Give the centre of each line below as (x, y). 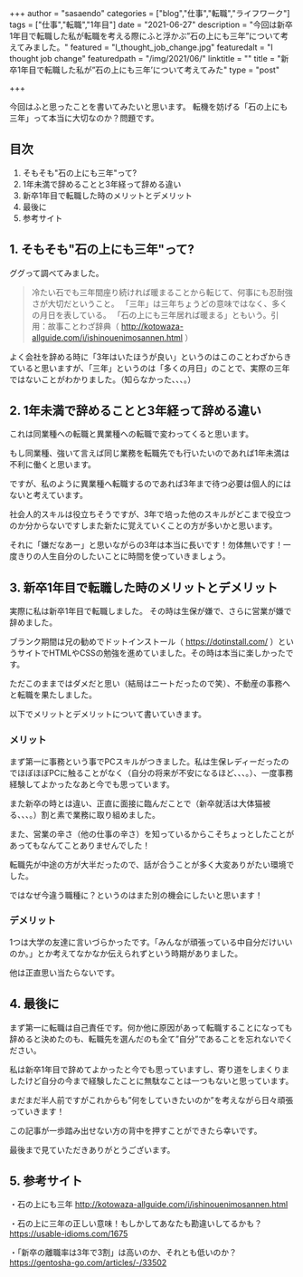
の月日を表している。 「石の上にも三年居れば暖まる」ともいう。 (151, 314)
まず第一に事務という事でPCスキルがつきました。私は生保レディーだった (146, 761)
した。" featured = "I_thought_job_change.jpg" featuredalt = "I (156, 47)
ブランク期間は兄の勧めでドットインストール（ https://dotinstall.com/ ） (144, 642)
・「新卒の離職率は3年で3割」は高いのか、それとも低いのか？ (123, 1253)
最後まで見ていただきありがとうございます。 (92, 1149)
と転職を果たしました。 (53, 695)
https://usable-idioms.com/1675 (69, 1234)
